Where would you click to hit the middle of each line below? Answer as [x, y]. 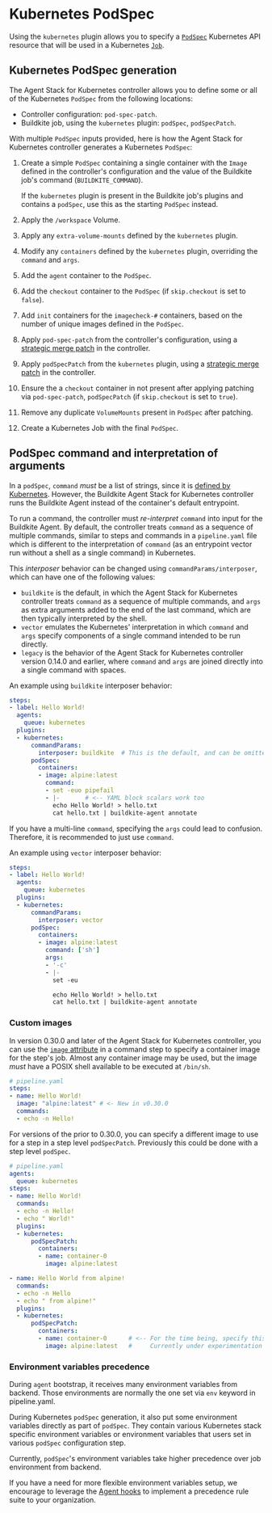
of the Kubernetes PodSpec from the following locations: [101, 99]
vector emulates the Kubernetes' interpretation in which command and [134, 626]
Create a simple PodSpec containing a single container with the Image [134, 162]
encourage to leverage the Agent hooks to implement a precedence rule [129, 1491]
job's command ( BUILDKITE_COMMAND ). [82, 179]
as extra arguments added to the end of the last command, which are [136, 609]
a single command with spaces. [73, 670]
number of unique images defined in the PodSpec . [102, 323]
